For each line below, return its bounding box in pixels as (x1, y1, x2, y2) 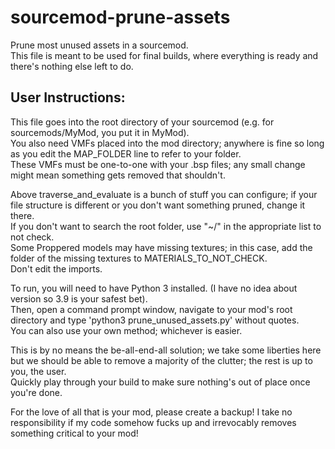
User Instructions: (10, 89, 126, 106)
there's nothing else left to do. (10, 60, 134, 72)
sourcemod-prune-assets (10, 6, 231, 29)
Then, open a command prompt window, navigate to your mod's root (10, 303, 293, 315)
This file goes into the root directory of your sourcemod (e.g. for (10, 116, 275, 128)
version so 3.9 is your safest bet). (10, 292, 148, 305)
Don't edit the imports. (10, 262, 103, 275)
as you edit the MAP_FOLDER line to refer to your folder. (10, 147, 242, 160)
